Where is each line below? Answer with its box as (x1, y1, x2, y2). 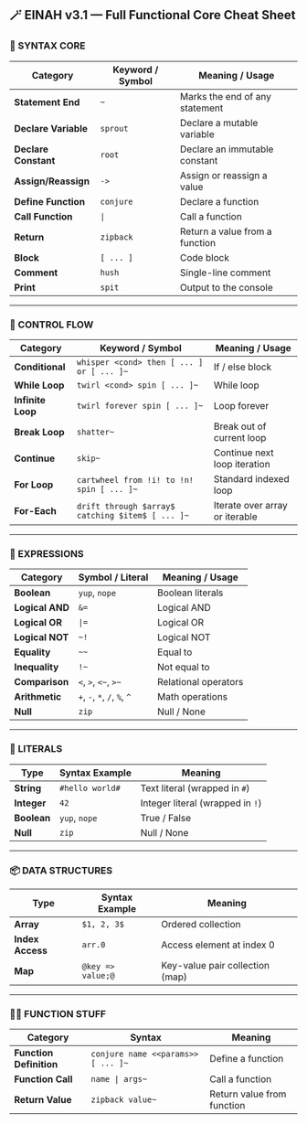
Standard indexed (213, 472, 290, 485)
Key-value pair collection (161, 958, 270, 971)
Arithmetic (14, 690, 62, 703)
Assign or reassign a (179, 168, 268, 181)
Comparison (14, 676, 69, 689)
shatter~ (76, 426, 115, 437)
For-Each (14, 504, 57, 517)
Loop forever (213, 399, 270, 412)
